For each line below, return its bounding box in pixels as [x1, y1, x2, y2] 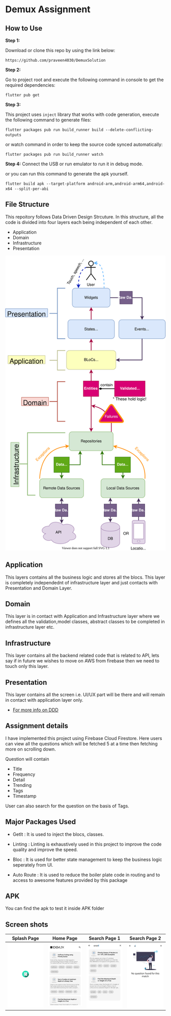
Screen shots [5, 920, 48, 929]
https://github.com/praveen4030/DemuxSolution [5, 58, 106, 63]
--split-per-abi [14, 186, 49, 191]
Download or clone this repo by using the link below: [5, 47, 116, 53]
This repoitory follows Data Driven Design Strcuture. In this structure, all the [5, 213, 164, 220]
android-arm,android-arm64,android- [87, 181, 165, 186]
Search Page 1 [89, 935, 121, 941]
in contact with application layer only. [5, 697, 83, 703]
